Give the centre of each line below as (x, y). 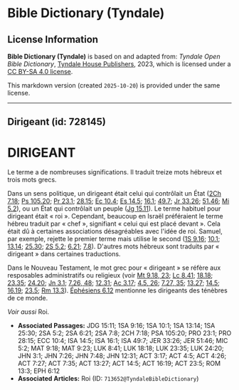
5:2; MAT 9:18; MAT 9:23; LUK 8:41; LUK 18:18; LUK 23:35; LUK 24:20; (121, 348)
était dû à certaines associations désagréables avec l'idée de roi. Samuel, (115, 231)
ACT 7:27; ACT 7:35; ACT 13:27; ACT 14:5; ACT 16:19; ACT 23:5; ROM (119, 364)
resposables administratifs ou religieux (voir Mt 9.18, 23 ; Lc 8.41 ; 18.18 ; (110, 275)
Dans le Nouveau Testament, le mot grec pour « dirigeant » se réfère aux (114, 268)
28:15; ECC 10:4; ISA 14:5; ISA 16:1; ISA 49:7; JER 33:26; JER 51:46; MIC (123, 341)
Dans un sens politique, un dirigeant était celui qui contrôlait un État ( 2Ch (115, 194)
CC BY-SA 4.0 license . (40, 72)
